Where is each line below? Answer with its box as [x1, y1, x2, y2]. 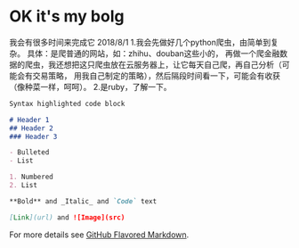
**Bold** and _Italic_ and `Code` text [9, 196, 158, 206]
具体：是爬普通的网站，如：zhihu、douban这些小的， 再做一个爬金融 [26, 47, 280, 59]
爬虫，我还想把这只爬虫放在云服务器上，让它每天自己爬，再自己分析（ [24, 59, 282, 70]
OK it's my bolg [9, 6, 125, 27]
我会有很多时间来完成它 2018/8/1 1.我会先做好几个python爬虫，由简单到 [9, 37, 271, 47]
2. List [9, 181, 38, 190]
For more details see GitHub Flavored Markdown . [9, 229, 190, 240]
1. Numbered [9, 172, 53, 182]
